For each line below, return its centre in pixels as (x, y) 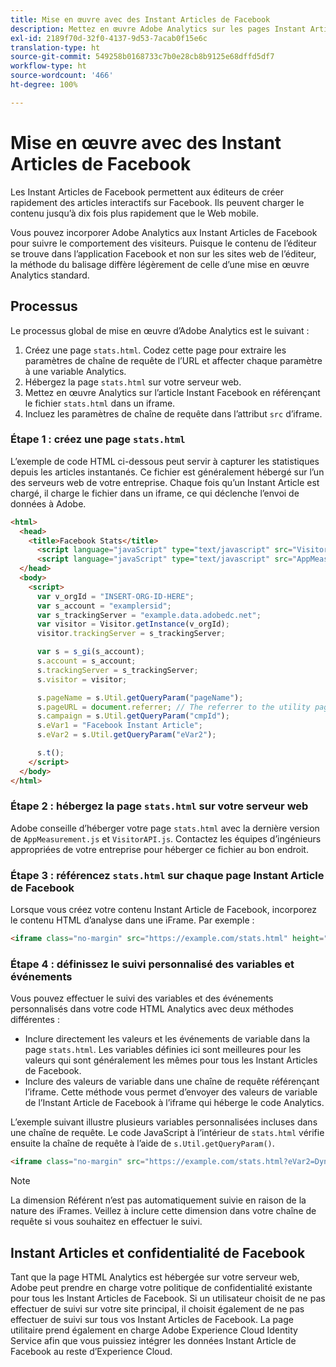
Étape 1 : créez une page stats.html (98, 439)
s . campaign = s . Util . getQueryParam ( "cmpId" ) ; (133, 716)
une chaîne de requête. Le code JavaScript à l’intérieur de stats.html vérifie (167, 1133)
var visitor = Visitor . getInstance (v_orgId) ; (133, 624)
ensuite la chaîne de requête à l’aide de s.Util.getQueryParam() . (142, 1143)
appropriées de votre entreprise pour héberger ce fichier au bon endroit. (159, 849)
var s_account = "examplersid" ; (104, 606)
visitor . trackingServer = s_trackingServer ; (131, 634)
